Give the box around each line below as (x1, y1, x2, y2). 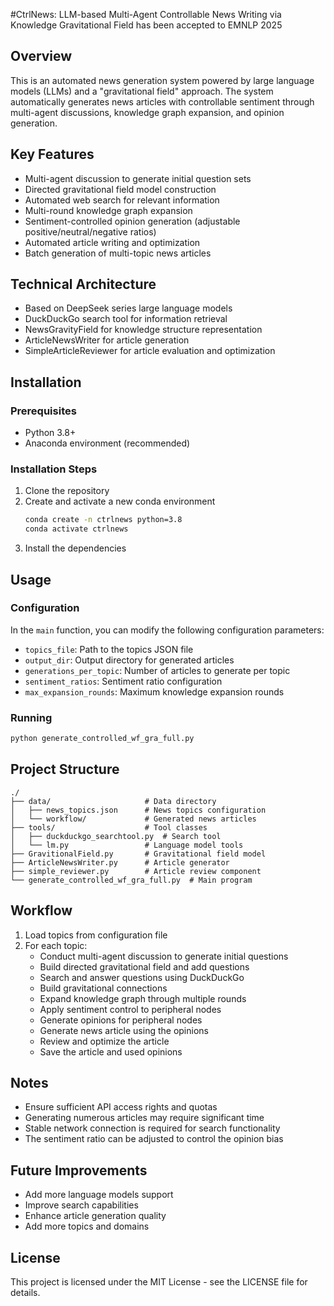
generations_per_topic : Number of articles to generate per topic (24, 664, 291, 676)
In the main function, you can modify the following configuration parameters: (10, 624, 325, 636)
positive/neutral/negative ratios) (24, 225, 157, 238)
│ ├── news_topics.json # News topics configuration (10, 805, 267, 815)
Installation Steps (10, 462, 98, 476)
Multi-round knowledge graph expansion (24, 204, 193, 216)
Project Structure (10, 761, 120, 778)
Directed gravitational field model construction (24, 183, 217, 195)
